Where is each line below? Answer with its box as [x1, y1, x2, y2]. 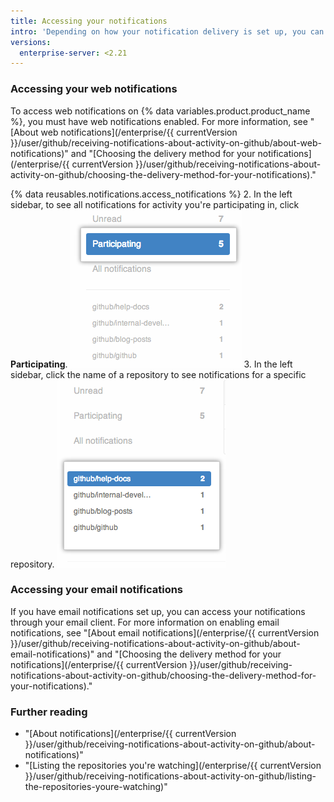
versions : [10, 37, 52, 47]
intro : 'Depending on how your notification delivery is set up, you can [10, 26, 325, 37]
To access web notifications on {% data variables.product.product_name [10, 105, 311, 117]
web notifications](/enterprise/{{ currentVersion [40, 126, 238, 138]
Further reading [10, 705, 88, 719]
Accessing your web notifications [10, 82, 178, 96]
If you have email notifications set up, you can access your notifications [10, 605, 306, 617]
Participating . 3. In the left [10, 358, 293, 370]
